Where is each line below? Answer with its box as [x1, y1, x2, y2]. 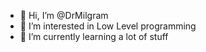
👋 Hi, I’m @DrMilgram [19, 10, 109, 21]
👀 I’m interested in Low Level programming [19, 20, 197, 32]
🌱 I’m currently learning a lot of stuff [19, 31, 169, 42]
